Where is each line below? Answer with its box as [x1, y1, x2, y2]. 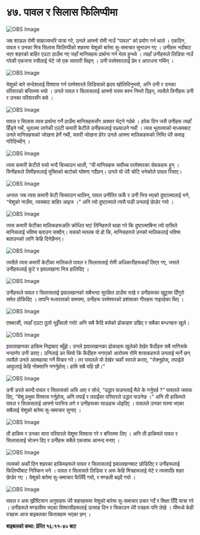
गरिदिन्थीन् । [6, 137, 31, 145]
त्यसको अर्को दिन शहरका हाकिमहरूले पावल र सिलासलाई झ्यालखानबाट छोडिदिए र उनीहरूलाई [6, 460, 180, 468]
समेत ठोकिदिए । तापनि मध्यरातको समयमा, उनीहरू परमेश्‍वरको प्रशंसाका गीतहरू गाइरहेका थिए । [6, 296, 185, 303]
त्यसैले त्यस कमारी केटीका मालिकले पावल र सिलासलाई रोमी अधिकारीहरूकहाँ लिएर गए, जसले [6, 259, 180, 266]
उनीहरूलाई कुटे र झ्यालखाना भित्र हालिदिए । [6, 265, 89, 272]
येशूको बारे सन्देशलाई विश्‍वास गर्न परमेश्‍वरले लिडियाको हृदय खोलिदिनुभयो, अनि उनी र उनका [6, 81, 176, 88]
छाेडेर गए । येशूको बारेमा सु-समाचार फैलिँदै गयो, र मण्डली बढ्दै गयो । [6, 473, 136, 481]
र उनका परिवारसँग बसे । [6, 94, 54, 101]
